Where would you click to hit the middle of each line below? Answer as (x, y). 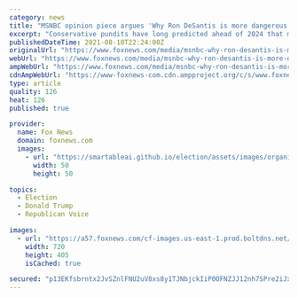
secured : (25, 279)
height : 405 (47, 255)
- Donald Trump (45, 206)
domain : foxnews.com (55, 141)
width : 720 (45, 246)
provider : (27, 124)
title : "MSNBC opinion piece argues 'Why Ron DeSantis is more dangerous (149, 26)
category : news (37, 17)
